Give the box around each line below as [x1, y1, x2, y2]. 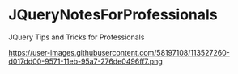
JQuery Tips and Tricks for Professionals [8, 32, 145, 42]
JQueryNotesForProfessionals [8, 6, 218, 24]
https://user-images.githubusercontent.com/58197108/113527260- [8, 47, 231, 57]
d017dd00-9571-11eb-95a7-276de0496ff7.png [8, 56, 164, 66]
